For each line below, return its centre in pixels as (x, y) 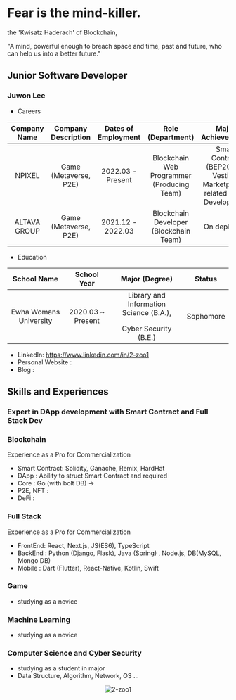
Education (32, 257)
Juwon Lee (26, 96)
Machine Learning (39, 619)
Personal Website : (45, 362)
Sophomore (206, 316)
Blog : (26, 369)
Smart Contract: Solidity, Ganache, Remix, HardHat (91, 469)
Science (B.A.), (147, 312)
